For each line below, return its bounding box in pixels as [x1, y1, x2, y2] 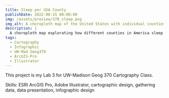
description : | [5, 26, 37, 31]
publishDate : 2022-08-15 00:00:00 [5, 12, 78, 17]
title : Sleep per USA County [5, 7, 66, 12]
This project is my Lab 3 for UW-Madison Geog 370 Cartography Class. [5, 72, 153, 78]
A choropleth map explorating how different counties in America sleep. [10, 30, 165, 35]
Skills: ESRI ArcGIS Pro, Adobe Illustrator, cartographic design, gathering [5, 82, 155, 88]
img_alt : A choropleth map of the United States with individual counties [5, 21, 165, 26]
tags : [5, 35, 17, 40]
